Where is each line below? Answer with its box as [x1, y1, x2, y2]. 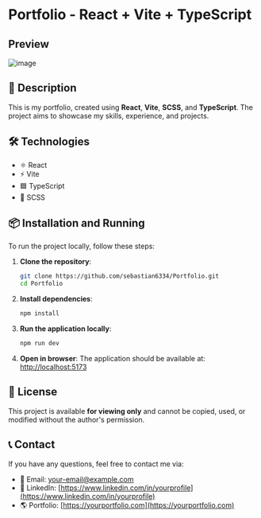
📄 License [8, 385, 58, 399]
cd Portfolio [19, 280, 63, 288]
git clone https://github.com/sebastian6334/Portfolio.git [19, 272, 220, 280]
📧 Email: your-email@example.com [19, 474, 134, 484]
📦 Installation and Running [8, 216, 145, 230]
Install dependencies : [19, 294, 93, 304]
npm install [19, 310, 59, 317]
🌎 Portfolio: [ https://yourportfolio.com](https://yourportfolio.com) [19, 500, 235, 510]
